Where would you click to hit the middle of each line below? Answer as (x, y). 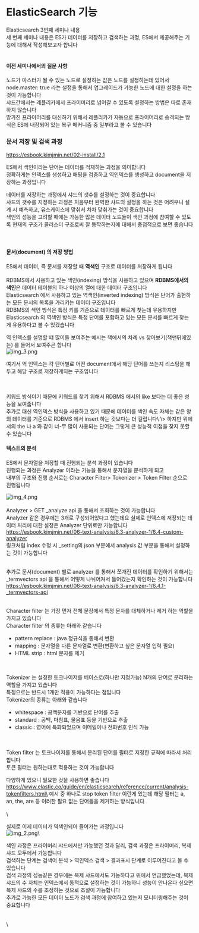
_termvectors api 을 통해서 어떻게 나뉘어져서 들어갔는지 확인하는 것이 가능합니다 (99, 579)
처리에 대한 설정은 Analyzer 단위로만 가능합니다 (72, 525)
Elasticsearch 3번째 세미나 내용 (43, 30)
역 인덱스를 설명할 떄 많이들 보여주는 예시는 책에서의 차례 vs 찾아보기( (87, 337)
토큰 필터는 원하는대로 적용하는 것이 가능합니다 (60, 767)
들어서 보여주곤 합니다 (46, 345)
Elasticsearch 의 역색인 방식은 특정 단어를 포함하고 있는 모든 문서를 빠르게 (92, 317)
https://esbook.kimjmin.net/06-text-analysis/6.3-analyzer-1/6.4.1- (86, 586)
